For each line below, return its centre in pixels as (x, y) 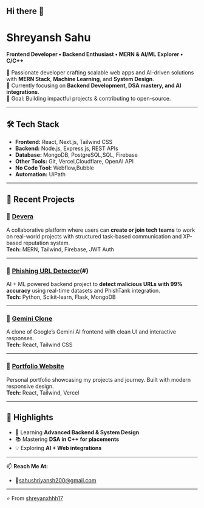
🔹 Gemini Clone (29, 319)
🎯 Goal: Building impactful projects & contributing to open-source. (89, 99)
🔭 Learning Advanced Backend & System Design (77, 432)
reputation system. (47, 243)
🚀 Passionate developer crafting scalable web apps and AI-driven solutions (100, 73)
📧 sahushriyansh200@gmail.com (56, 480)
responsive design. (30, 386)
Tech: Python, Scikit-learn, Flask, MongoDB (61, 297)
